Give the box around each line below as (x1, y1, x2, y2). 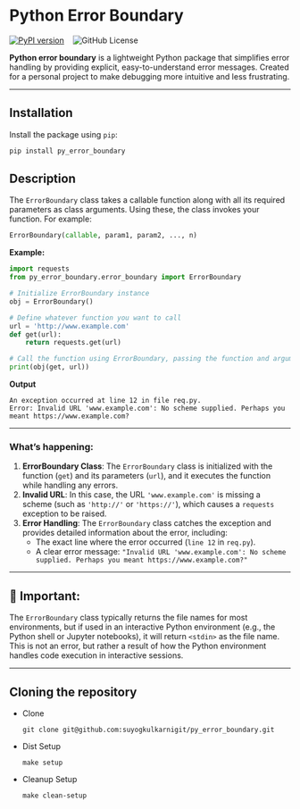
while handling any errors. (21, 480, 119, 491)
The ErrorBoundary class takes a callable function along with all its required (9, 195, 286, 205)
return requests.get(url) (25, 338, 122, 347)
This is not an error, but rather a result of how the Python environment (9, 640, 267, 652)
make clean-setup (21, 791, 87, 800)
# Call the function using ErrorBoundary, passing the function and (9, 354, 270, 363)
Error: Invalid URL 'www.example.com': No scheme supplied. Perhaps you (9, 404, 286, 413)
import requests (9, 264, 70, 273)
